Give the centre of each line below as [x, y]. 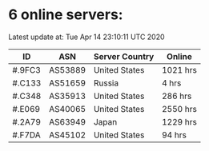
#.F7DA [27, 135]
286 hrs [177, 96]
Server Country [124, 56]
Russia [106, 83]
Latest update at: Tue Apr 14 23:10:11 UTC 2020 [87, 37]
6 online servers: [66, 15]
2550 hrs [179, 109]
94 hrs [174, 135]
